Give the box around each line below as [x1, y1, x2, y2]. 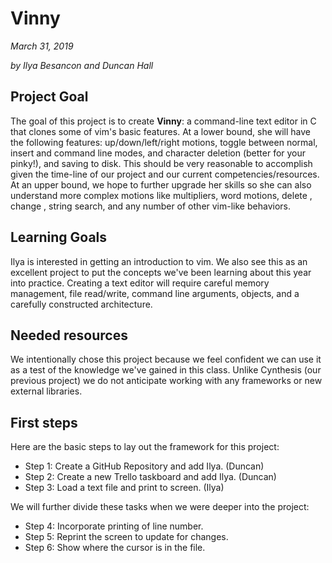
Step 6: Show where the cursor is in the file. [24, 542, 206, 554]
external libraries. [10, 385, 83, 397]
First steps [10, 414, 78, 431]
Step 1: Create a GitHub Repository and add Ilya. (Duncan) [24, 460, 265, 472]
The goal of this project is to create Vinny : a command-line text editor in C [10, 115, 317, 127]
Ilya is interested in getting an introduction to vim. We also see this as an [10, 255, 308, 267]
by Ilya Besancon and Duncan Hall [10, 59, 154, 71]
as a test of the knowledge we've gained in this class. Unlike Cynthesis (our [10, 364, 322, 376]
